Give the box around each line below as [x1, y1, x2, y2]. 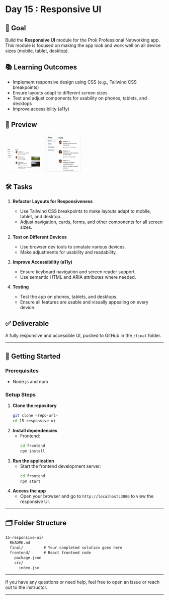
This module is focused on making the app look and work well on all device [5, 42, 161, 48]
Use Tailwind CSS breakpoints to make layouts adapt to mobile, [20, 208, 151, 214]
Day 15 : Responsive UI [5, 4, 102, 15]
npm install [20, 448, 45, 454]
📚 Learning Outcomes [5, 63, 77, 72]
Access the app [12, 488, 46, 494]
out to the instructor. [5, 584, 48, 590]
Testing [12, 284, 29, 290]
